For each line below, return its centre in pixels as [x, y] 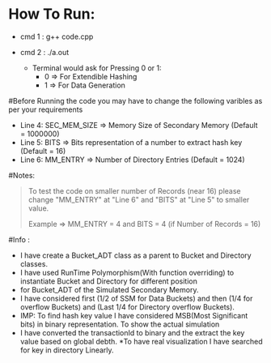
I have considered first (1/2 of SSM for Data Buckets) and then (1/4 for [136, 298]
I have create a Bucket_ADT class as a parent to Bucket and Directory [136, 255]
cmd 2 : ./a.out [44, 52]
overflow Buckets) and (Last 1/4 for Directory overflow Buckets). [127, 307]
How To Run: [52, 14]
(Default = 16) [43, 151]
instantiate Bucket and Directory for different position [109, 281]
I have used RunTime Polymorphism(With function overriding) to [127, 272]
